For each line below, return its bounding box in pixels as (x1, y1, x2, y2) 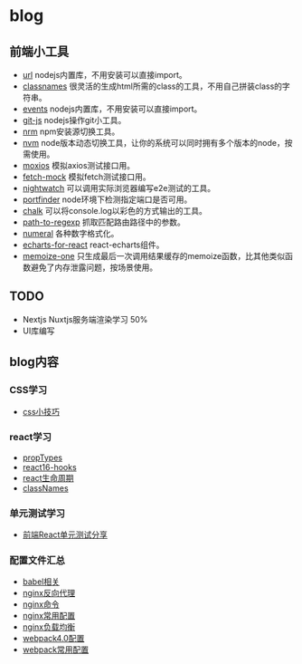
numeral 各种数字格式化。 (22, 228, 119, 238)
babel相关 (22, 576, 61, 587)
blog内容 (9, 354, 60, 370)
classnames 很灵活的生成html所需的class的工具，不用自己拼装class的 (22, 81, 283, 91)
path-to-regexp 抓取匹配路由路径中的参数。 (22, 217, 185, 227)
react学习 (9, 431, 52, 444)
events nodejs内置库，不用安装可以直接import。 (22, 103, 203, 114)
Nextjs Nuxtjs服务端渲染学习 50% (22, 313, 148, 324)
